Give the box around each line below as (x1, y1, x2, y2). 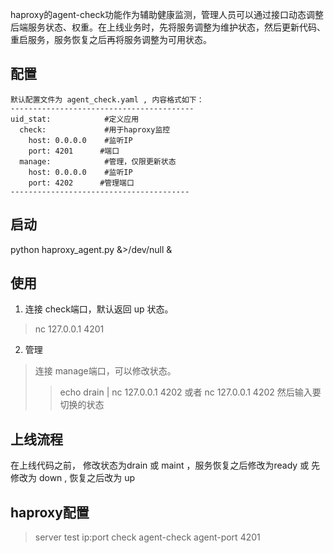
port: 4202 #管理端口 (28, 178, 135, 188)
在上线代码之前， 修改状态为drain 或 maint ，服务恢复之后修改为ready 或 (10, 459, 310, 472)
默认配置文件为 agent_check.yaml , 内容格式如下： (10, 94, 205, 105)
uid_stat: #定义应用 (10, 114, 140, 124)
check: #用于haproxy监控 (19, 124, 171, 135)
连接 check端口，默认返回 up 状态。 (24, 303, 174, 315)
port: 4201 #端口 (28, 146, 120, 156)
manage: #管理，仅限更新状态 (19, 156, 177, 167)
